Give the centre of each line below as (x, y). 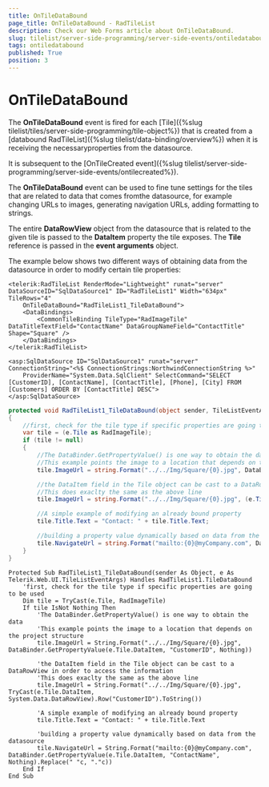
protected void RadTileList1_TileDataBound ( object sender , (109, 410)
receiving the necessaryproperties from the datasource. (101, 147)
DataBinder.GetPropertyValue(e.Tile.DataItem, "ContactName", (114, 755)
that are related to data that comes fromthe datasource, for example (120, 196)
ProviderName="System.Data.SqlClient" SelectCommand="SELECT (126, 375)
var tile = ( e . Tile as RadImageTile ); (87, 433)
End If (34, 769)
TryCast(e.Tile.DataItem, (51, 692)
